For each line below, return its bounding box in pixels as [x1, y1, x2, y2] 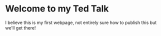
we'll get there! [5, 24, 36, 30]
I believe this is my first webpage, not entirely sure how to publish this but [5, 19, 157, 25]
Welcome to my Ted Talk [5, 3, 109, 14]
